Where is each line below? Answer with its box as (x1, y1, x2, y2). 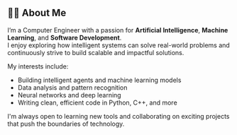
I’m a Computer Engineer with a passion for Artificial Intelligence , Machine (7, 25, 228, 34)
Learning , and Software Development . (7, 33, 122, 42)
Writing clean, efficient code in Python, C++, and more (17, 98, 177, 107)
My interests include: (7, 61, 69, 71)
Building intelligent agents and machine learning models (17, 76, 182, 84)
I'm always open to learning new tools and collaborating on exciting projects (7, 112, 230, 120)
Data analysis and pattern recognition (17, 83, 128, 92)
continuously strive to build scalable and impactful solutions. (7, 48, 184, 57)
